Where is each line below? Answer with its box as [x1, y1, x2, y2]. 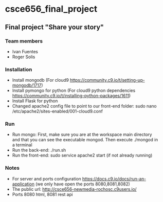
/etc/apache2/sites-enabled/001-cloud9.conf [12, 109, 103, 114]
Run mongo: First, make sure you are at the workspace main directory [12, 132, 152, 137]
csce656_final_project [5, 3, 97, 15]
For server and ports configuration [12, 176, 81, 181]
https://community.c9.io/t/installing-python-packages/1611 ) [12, 93, 131, 99]
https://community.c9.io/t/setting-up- [70, 77, 145, 83]
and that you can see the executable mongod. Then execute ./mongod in [12, 137, 158, 143]
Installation [5, 66, 33, 73]
